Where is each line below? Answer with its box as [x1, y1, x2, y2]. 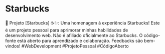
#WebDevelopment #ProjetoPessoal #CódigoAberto [21, 43, 129, 49]
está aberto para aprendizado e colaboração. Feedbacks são [17, 37, 143, 43]
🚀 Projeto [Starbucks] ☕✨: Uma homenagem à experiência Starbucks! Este [5, 19, 160, 25]
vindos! [5, 43, 21, 49]
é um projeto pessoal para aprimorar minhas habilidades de [5, 27, 128, 33]
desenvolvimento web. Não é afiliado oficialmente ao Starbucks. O [5, 32, 143, 38]
